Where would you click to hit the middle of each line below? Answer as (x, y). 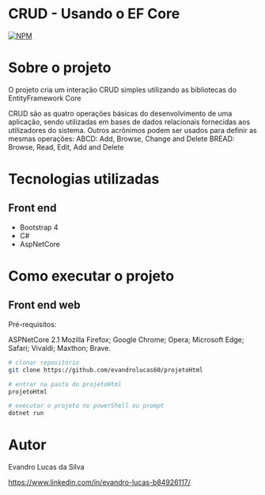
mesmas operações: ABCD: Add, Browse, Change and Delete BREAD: (121, 139)
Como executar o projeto (91, 276)
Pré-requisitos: (32, 324)
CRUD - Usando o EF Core (94, 14)
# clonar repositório (44, 362)
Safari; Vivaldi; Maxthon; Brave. (59, 348)
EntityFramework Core (45, 98)
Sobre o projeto (60, 68)
